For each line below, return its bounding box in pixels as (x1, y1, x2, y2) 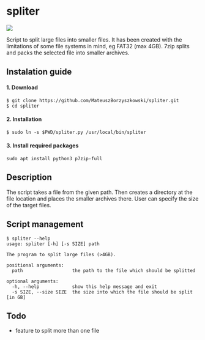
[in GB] (6, 294, 26, 300)
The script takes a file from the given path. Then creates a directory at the (6, 188, 193, 196)
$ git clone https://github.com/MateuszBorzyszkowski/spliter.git (6, 97, 179, 103)
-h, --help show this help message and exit (12, 283, 157, 290)
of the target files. (6, 201, 51, 209)
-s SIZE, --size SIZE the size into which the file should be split (12, 289, 193, 295)
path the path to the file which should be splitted (12, 267, 196, 273)
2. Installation (6, 116, 42, 123)
